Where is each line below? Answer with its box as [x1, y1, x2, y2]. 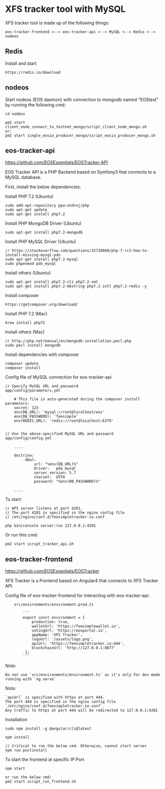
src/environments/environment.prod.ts [14, 602, 94, 607]
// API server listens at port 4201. [5, 506, 83, 511]
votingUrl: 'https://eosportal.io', [31, 628, 107, 633]
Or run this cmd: [5, 532, 39, 538]
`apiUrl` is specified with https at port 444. [5, 695, 105, 700]
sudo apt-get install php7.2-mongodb [5, 230, 83, 235]
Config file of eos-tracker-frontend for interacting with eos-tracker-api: [5, 592, 150, 598]
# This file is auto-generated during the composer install [14, 397, 140, 402]
